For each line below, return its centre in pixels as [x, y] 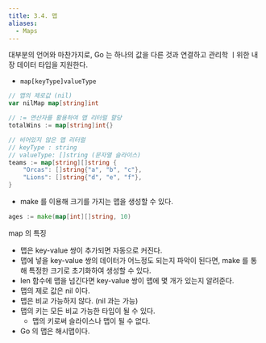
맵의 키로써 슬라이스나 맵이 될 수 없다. [91, 320]
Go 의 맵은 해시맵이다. [55, 331]
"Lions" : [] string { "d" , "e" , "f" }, [83, 178]
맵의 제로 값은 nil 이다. [55, 291]
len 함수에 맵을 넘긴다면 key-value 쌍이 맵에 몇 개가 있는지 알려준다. [127, 280]
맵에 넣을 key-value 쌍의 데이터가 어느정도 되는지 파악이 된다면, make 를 [134, 260]
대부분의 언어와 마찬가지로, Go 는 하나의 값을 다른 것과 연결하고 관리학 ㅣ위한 [129, 55]
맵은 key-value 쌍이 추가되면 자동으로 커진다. [91, 250]
